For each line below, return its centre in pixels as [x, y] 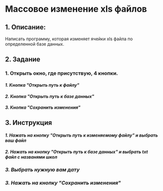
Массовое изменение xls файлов [76, 9]
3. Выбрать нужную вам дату [42, 169]
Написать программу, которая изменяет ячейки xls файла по [69, 39]
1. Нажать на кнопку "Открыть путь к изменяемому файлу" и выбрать [81, 135]
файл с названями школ [31, 157]
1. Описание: [25, 27]
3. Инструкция [29, 123]
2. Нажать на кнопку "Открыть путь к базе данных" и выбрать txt [76, 152]
